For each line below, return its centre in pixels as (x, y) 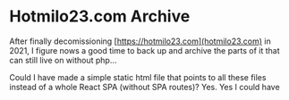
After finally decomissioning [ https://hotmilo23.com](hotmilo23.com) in (140, 41)
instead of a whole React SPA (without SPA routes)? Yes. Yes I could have (144, 87)
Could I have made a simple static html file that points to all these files (138, 77)
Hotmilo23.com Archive (100, 17)
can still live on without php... (63, 60)
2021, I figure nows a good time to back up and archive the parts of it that (144, 50)
